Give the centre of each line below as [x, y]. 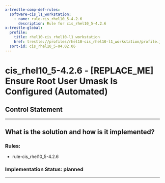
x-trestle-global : [24, 28]
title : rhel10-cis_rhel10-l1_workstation [57, 37]
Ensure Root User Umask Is [61, 81]
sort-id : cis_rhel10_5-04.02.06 [43, 46]
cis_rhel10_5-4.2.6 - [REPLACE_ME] [79, 71]
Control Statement [34, 109]
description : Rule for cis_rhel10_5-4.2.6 [62, 23]
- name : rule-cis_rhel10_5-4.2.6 [48, 19]
